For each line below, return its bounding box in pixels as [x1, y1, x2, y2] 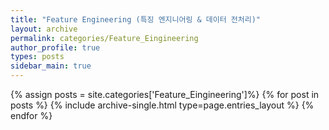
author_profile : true [10, 42, 101, 53]
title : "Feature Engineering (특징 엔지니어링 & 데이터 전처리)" [10, 14, 261, 25]
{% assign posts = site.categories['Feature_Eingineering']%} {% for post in [10, 89, 320, 100]
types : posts [10, 52, 65, 62]
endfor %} [10, 110, 53, 121]
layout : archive [10, 24, 78, 34]
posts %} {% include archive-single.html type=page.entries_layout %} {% [10, 99, 315, 111]
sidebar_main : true [10, 61, 92, 71]
